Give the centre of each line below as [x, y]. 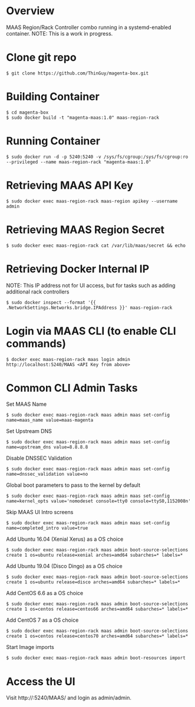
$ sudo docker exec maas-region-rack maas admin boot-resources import [96, 658]
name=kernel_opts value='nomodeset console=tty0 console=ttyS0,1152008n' [99, 501]
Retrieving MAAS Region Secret [85, 230]
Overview [30, 11]
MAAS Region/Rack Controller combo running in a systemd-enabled [89, 27]
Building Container [53, 97]
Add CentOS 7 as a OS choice [42, 620]
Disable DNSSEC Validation [39, 458]
